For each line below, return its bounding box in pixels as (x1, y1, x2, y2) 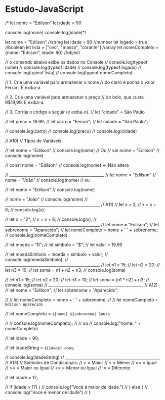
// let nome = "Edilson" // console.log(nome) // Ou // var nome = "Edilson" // (5, 147, 160, 153)
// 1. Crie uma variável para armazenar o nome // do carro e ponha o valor (5, 79, 155, 85)
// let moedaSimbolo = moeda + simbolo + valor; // (5, 251, 108, 257)
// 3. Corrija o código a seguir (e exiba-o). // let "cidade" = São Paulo (5, 109, 145, 115)
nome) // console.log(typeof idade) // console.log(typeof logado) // (5, 64, 142, 70)
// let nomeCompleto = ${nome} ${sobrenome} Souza (5, 310, 110, 316)
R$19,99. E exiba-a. (5, 99, 45, 105)
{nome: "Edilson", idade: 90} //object (5, 50, 80, 55)
